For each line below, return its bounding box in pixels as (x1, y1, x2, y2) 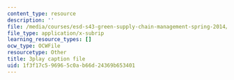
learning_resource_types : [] (7, 36, 92, 43)
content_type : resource (7, 10, 77, 17)
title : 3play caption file (7, 56, 86, 63)
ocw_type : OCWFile (7, 42, 61, 49)
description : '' (7, 17, 54, 24)
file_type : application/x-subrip (7, 29, 104, 37)
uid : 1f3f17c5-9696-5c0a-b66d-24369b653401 (7, 62, 136, 69)
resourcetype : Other (7, 49, 68, 56)
